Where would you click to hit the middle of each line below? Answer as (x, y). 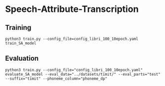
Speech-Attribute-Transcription (72, 9)
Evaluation (22, 58)
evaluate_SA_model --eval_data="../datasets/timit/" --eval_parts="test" (83, 74)
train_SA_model (21, 43)
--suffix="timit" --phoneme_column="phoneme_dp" (56, 79)
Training (18, 28)
